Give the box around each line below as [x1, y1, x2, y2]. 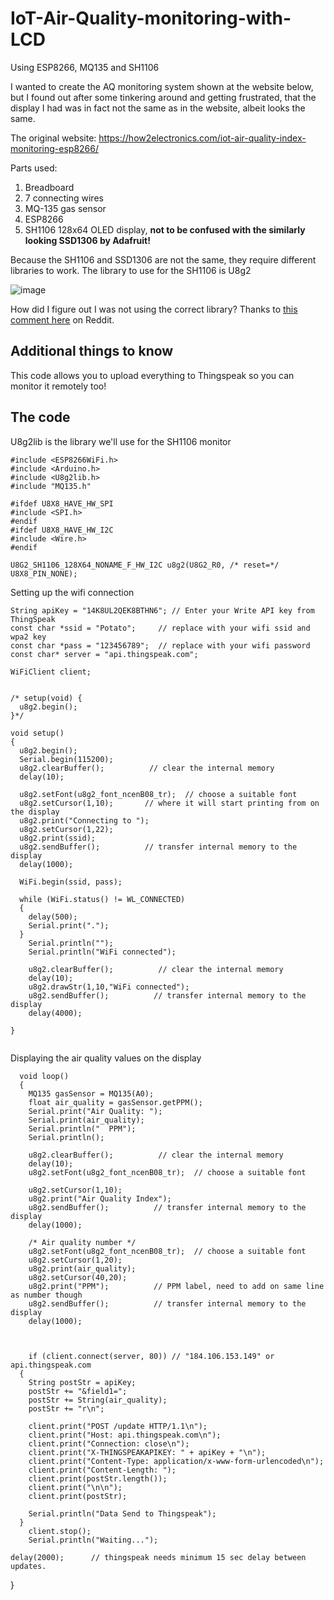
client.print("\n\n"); [28, 1482, 123, 1492]
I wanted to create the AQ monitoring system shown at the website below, [10, 80, 314, 92]
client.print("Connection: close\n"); [28, 1438, 190, 1449]
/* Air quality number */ [28, 1237, 137, 1247]
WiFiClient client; [10, 667, 92, 677]
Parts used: [10, 162, 58, 174]
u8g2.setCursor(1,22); [19, 824, 114, 834]
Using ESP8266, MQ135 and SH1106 [10, 61, 160, 73]
